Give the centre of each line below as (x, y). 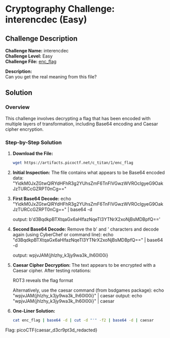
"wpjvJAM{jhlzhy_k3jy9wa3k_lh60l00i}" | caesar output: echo (77, 295)
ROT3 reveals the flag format (43, 280)
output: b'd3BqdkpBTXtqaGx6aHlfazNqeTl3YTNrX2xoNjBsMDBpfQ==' (87, 219)
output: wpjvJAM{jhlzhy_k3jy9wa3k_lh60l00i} (60, 255)
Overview (18, 107)
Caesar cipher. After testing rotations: (52, 270)
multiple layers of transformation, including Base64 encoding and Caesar (82, 124)
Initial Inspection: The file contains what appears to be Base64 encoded (89, 172)
